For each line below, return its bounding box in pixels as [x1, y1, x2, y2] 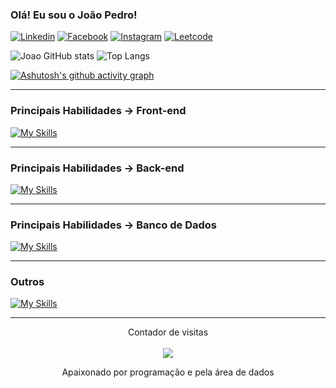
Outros [10, 275, 45, 289]
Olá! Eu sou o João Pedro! [10, 8, 138, 22]
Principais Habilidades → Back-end [10, 161, 185, 175]
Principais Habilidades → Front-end [10, 104, 187, 118]
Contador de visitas [127, 326, 209, 338]
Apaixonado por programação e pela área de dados [61, 366, 275, 378]
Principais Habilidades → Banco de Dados [10, 218, 217, 232]
